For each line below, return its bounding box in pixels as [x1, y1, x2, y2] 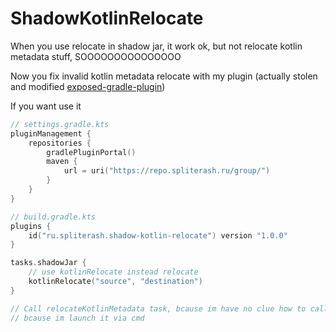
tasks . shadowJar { [10, 258, 87, 268]
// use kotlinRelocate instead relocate [28, 267, 199, 277]
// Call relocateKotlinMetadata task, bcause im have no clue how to [10, 303, 307, 314]
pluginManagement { [10, 128, 92, 139]
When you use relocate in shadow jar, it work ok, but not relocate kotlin [10, 40, 303, 52]
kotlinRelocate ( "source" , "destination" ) [28, 277, 203, 287]
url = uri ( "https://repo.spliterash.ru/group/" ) [63, 166, 271, 176]
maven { [46, 157, 78, 167]
